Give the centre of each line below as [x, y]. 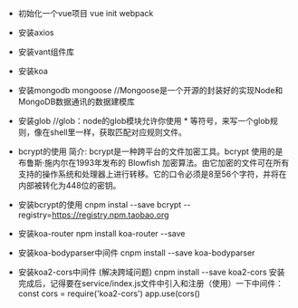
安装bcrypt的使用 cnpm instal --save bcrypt [100, 205]
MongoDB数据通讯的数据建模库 [77, 101]
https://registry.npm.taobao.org [111, 215]
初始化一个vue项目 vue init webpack [86, 13]
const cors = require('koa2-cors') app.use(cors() [109, 294]
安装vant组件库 [46, 52]
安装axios [36, 33]
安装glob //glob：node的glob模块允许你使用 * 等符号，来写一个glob [144, 121]
